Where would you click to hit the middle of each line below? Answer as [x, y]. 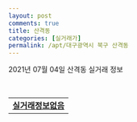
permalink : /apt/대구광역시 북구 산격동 [68, 46]
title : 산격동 [29, 31]
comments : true [34, 23]
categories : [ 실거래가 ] [45, 38]
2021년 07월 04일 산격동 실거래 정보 [66, 70]
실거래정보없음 [39, 106]
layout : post [30, 16]
